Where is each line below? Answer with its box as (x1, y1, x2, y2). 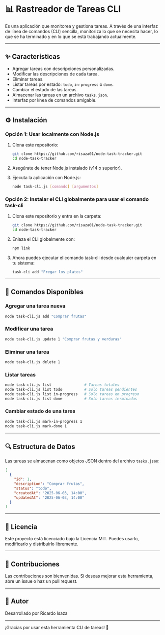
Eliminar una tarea (5, 348, 50, 355)
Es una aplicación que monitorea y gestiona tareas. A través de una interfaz (5, 23, 158, 29)
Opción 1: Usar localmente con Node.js (5, 131, 100, 138)
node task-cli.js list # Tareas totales (5, 382, 120, 387)
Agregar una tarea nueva (5, 302, 66, 309)
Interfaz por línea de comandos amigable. (12, 97, 97, 103)
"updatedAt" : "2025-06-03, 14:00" (14, 495, 84, 500)
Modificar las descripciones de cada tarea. (12, 71, 99, 76)
